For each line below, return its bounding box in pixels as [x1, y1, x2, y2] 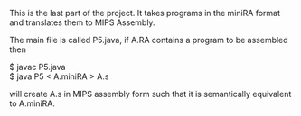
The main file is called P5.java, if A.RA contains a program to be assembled [9, 35, 288, 45]
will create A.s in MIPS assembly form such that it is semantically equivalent [9, 89, 292, 99]
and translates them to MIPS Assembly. [9, 17, 155, 28]
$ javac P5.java [9, 62, 66, 72]
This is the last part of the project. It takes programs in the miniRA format [9, 8, 281, 18]
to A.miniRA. [9, 98, 56, 109]
